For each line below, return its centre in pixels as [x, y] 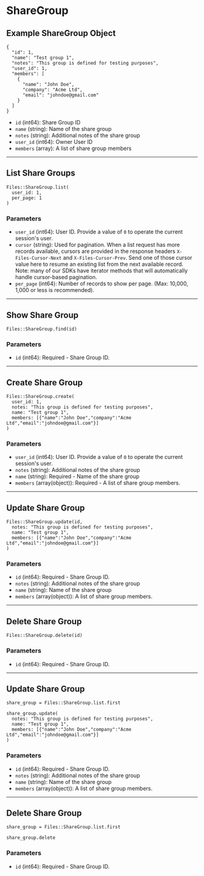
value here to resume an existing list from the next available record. [99, 264]
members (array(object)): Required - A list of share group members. [98, 483]
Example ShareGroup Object [61, 33]
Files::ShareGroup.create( [40, 397]
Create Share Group [45, 383]
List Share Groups [41, 173]
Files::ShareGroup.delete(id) [45, 636]
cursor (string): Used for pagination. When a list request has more [97, 245]
